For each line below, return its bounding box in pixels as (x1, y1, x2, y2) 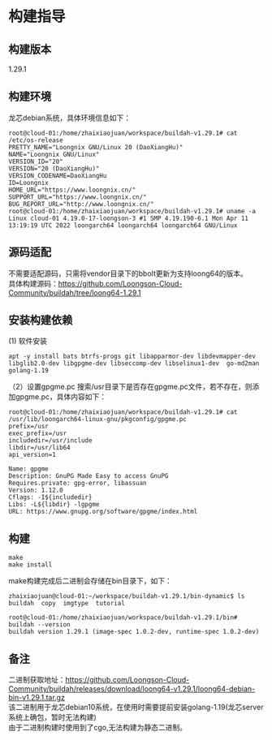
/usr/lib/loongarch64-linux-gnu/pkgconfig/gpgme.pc (8, 415, 187, 424)
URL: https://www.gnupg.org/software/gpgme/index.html (8, 508, 198, 516)
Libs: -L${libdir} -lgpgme (8, 501, 100, 509)
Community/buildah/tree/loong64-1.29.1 (8, 287, 141, 297)
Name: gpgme (8, 465, 49, 473)
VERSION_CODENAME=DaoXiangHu (8, 171, 107, 179)
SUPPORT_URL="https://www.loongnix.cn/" (8, 192, 148, 201)
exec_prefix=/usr (8, 429, 67, 438)
